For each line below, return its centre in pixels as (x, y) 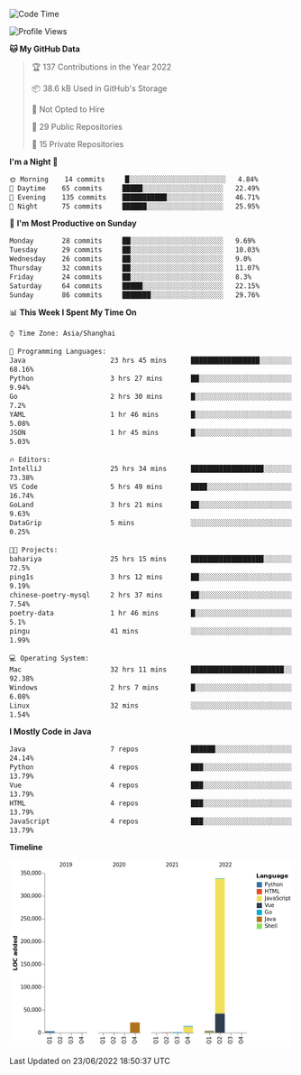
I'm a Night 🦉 (34, 162)
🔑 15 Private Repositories (78, 144)
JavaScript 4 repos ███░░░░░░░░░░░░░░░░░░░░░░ (151, 821)
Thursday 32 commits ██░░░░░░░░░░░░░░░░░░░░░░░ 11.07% (134, 268)
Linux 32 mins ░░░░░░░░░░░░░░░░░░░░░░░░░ (151, 706)
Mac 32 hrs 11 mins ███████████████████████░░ (151, 670)
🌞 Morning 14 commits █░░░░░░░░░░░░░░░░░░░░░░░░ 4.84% (134, 180)
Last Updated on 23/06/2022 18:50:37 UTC (90, 1061)
